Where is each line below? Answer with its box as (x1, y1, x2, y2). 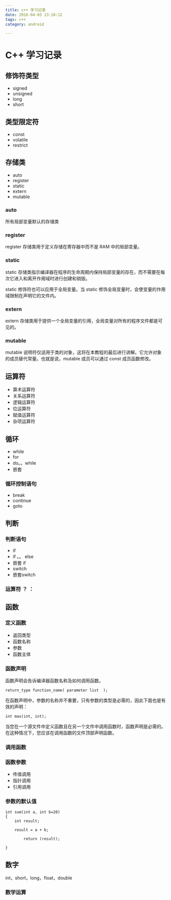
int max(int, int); (5, 714, 47, 719)
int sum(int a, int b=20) (5, 810, 60, 815)
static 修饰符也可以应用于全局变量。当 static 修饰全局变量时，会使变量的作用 (5, 286, 166, 292)
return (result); (23, 836, 60, 841)
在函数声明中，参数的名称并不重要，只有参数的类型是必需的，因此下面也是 (5, 697, 161, 703)
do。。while (12, 460, 37, 466)
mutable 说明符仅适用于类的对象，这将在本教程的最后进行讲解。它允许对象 (5, 349, 162, 355)
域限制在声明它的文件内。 (5, 292, 59, 298)
